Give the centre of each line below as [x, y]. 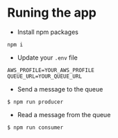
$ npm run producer [35, 102]
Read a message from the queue [64, 114]
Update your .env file [47, 58]
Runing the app [52, 13]
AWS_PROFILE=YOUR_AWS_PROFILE [51, 70]
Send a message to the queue [60, 89]
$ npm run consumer [35, 127]
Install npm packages [48, 32]
